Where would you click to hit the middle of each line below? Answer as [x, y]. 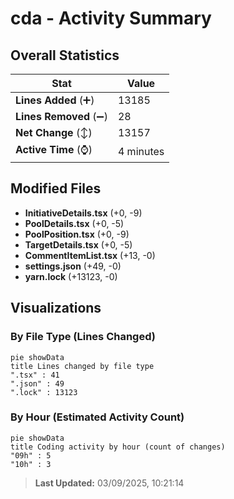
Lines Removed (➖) [61, 116]
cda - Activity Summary [111, 18]
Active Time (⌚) [54, 149]
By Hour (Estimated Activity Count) [97, 417]
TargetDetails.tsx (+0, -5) [78, 244]
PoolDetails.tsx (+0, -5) [74, 223]
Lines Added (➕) [55, 100]
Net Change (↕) [54, 132]
